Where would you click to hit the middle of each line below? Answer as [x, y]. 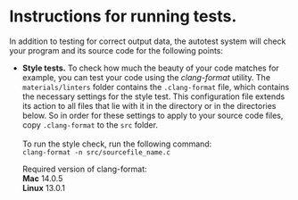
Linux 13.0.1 [43, 187]
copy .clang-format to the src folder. [90, 125]
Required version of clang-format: [84, 169]
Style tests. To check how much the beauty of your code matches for [150, 68]
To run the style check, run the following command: [117, 144]
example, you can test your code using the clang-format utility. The [146, 77]
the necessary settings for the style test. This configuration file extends [153, 96]
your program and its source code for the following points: [116, 50]
